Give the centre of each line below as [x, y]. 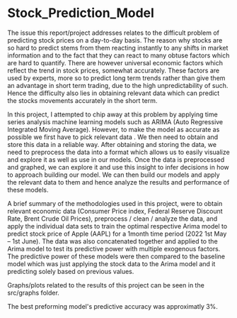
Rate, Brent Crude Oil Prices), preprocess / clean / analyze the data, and [112, 219]
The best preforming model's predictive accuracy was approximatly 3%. [112, 306]
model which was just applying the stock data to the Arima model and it [111, 263]
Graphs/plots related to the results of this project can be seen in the [106, 285]
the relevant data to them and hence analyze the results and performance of [118, 182]
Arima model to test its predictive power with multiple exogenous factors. [114, 248]
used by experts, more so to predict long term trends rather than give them [116, 78]
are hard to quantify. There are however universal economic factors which [115, 62]
